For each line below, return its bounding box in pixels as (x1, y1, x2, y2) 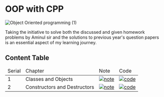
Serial (7, 67, 21, 74)
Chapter (25, 67, 44, 74)
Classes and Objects (25, 75, 73, 82)
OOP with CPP (5, 3, 64, 15)
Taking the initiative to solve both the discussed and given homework (5, 29, 145, 35)
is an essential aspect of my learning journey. (5, 39, 97, 45)
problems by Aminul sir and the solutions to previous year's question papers (5, 34, 160, 40)
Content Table (5, 54, 50, 62)
